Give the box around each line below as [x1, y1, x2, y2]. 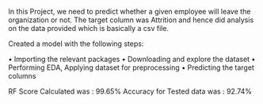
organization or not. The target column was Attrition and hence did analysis [8, 15, 254, 25]
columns [8, 71, 36, 80]
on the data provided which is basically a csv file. [8, 24, 169, 33]
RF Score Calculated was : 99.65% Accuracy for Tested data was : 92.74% [8, 87, 252, 96]
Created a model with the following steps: [8, 39, 144, 48]
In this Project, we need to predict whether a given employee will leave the [8, 7, 251, 16]
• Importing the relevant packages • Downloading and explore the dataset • [8, 55, 256, 64]
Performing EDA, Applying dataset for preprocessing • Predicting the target [8, 63, 255, 72]
